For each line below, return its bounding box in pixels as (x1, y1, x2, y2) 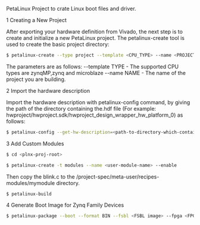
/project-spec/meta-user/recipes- (76, 173, 160, 180)
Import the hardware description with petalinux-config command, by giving (6, 98, 190, 106)
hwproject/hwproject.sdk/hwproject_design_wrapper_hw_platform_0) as (6, 111, 183, 118)
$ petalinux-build (6, 190, 52, 197)
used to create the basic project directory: (6, 41, 110, 48)
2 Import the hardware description (6, 87, 90, 94)
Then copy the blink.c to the (6, 173, 76, 180)
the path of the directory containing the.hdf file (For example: (6, 105, 157, 112)
